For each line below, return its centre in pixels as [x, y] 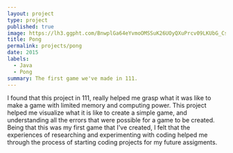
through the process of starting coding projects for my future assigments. [112, 143]
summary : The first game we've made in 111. [72, 78]
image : [17, 33]
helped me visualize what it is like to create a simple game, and [97, 113]
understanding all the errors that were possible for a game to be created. [111, 120]
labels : [18, 59]
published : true [31, 26]
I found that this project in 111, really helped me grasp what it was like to [109, 98]
